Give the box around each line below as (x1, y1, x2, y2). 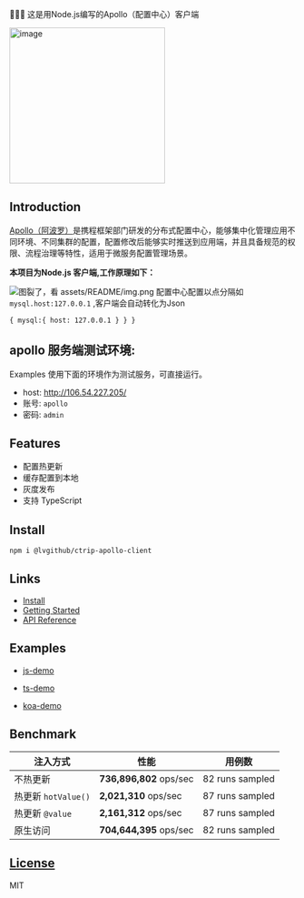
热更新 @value (14, 807, 73, 820)
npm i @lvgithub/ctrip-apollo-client (9, 546, 152, 556)
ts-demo (22, 682, 55, 693)
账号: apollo (22, 398, 68, 409)
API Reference (22, 614, 77, 626)
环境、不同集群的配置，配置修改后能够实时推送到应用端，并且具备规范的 (16, 236, 288, 247)
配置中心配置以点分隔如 (155, 286, 244, 297)
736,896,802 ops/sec (99, 772, 194, 785)
